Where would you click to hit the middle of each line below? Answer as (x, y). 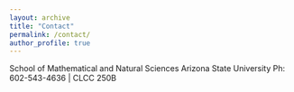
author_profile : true (50, 43)
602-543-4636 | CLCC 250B (63, 78)
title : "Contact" (42, 26)
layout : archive (40, 18)
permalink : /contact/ (50, 34)
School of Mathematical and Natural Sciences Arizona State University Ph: (147, 69)
